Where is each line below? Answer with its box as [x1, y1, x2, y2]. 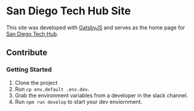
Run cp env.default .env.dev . [14, 85, 90, 92]
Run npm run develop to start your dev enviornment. [14, 98, 143, 105]
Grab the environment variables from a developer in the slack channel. [14, 91, 188, 99]
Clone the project [14, 79, 58, 86]
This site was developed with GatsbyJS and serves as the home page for [6, 24, 185, 31]
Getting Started [6, 66, 52, 74]
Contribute [6, 48, 48, 58]
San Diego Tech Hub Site [6, 4, 131, 18]
